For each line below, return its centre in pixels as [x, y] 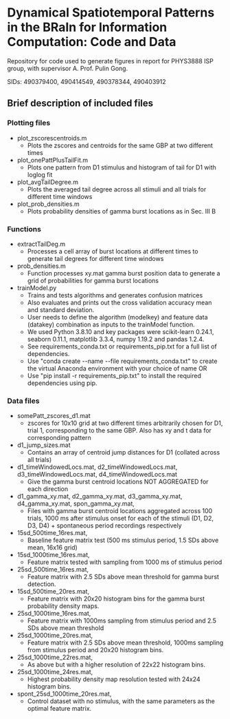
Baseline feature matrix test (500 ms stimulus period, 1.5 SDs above [123, 540]
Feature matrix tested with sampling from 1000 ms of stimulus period [125, 562]
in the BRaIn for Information [87, 27]
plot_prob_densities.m [48, 204]
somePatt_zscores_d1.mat [54, 416]
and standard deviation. [61, 310]
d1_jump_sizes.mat [44, 445]
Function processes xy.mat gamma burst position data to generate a [124, 273]
